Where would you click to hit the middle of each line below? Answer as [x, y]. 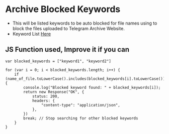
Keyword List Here [32, 34]
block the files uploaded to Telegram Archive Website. [68, 28]
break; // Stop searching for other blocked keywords [81, 118]
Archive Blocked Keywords [63, 9]
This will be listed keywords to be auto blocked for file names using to [85, 23]
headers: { [44, 101]
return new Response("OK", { [54, 92]
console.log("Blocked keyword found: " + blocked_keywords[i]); [92, 87]
